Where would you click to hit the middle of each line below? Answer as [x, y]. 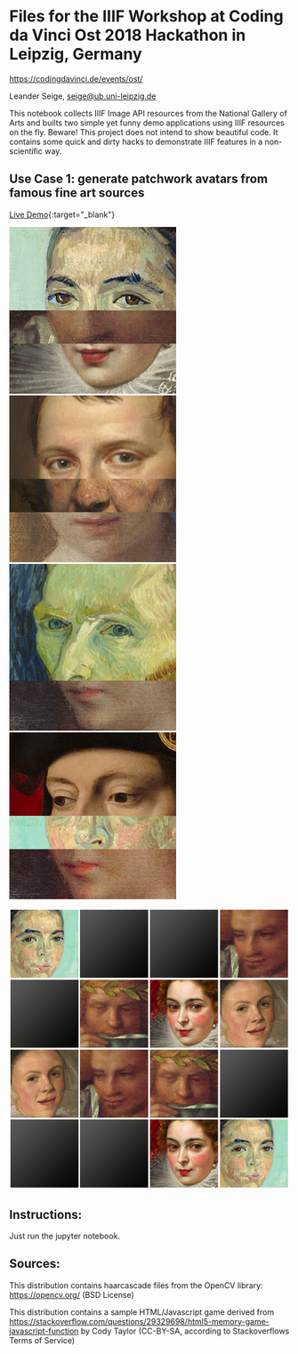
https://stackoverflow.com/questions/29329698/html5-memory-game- [139, 1321]
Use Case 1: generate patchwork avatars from [139, 179]
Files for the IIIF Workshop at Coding [146, 16]
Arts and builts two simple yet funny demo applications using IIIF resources [147, 123]
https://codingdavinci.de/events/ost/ [76, 78]
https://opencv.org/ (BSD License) [72, 1294]
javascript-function [44, 1331]
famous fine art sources [77, 193]
